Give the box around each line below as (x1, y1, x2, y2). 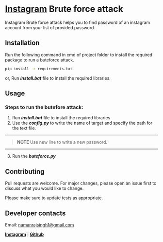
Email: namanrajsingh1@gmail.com (5, 222, 74, 227)
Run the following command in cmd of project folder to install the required (5, 52, 153, 57)
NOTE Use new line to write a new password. (16, 139, 108, 145)
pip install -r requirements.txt (5, 66, 73, 71)
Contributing (5, 167, 45, 176)
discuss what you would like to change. (5, 186, 84, 191)
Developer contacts (5, 209, 66, 217)
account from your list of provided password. (5, 24, 96, 30)
